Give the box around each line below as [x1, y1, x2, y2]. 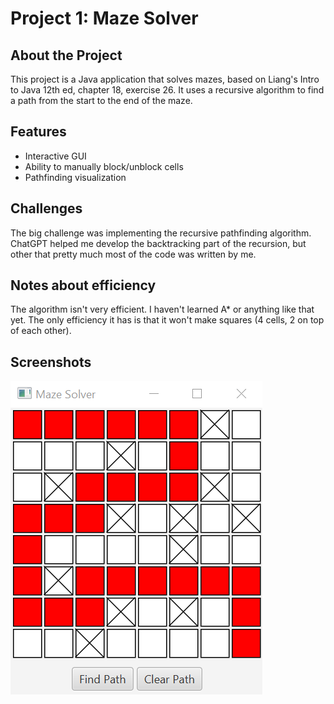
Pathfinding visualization [24, 171, 127, 183]
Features [10, 123, 67, 141]
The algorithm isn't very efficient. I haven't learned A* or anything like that [10, 303, 315, 316]
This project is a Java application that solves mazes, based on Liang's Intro [10, 73, 320, 85]
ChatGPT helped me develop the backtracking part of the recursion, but [10, 237, 307, 249]
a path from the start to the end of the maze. [10, 95, 193, 106]
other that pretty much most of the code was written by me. [10, 248, 257, 260]
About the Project [10, 47, 123, 64]
